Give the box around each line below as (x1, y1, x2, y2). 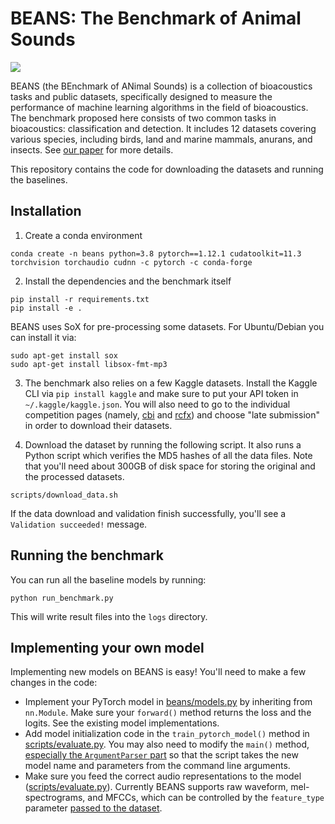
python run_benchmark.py (10, 593, 114, 603)
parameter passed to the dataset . (24, 802, 163, 814)
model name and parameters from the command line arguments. (24, 760, 291, 772)
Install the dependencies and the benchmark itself (24, 275, 232, 287)
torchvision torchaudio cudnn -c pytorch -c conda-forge (10, 257, 253, 267)
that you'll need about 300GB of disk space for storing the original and (24, 460, 316, 472)
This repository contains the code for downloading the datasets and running (10, 163, 324, 175)
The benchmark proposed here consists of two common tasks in (10, 112, 277, 124)
